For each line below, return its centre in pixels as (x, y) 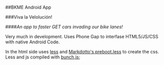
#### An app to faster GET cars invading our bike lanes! (64, 27)
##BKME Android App (28, 7)
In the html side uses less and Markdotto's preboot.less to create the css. (82, 52)
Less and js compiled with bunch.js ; (43, 57)
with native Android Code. (33, 42)
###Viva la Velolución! (29, 17)
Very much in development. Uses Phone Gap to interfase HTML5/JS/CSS (82, 37)
